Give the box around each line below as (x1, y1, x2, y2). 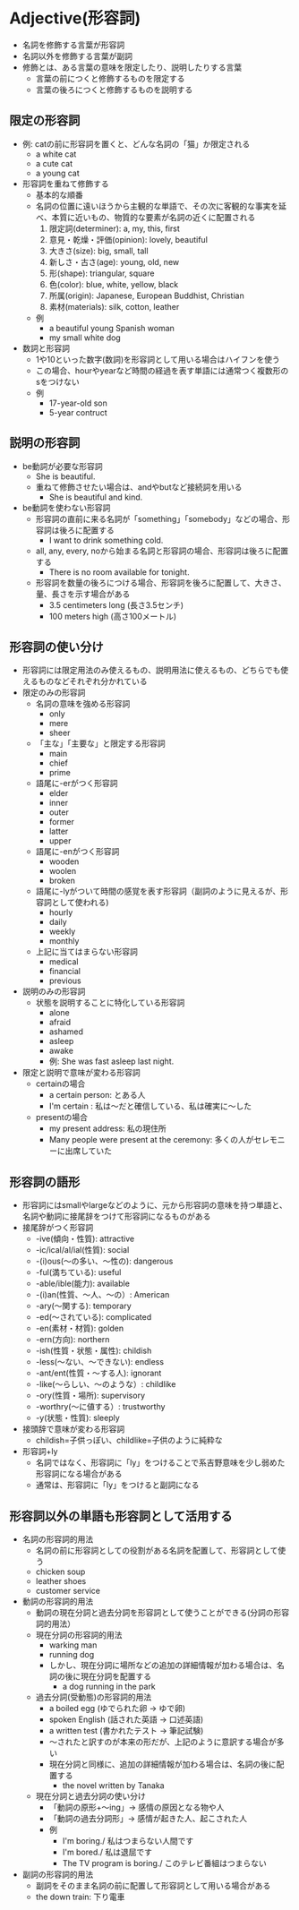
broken (48, 875, 76, 886)
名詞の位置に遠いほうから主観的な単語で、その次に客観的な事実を (35, 201, 279, 211)
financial (48, 966, 81, 977)
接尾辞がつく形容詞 (21, 1222, 94, 1233)
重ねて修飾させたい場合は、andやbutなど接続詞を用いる (35, 481, 243, 492)
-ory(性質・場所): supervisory (35, 1390, 146, 1401)
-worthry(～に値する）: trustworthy (35, 1401, 166, 1412)
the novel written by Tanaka (62, 1780, 165, 1791)
